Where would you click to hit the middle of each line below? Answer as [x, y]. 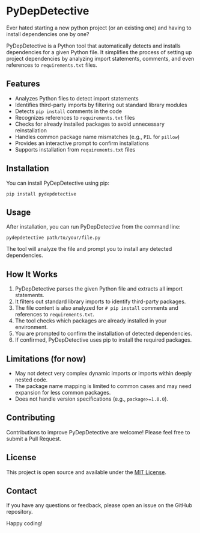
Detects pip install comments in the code [68, 111]
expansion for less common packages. [63, 393]
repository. [20, 512]
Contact [22, 491]
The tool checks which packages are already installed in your [91, 321]
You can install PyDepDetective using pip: [58, 183]
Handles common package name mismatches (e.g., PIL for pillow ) [97, 137]
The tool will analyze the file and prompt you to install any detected [89, 249]
